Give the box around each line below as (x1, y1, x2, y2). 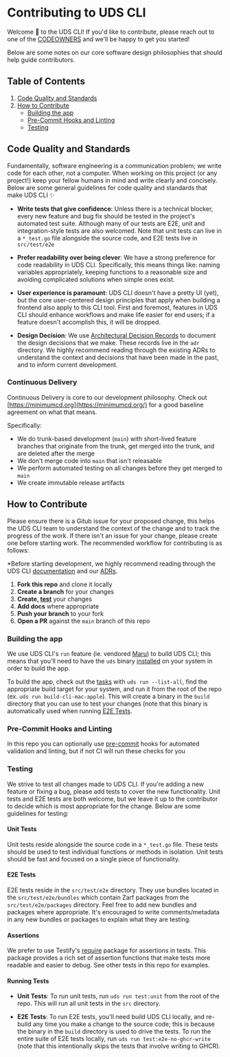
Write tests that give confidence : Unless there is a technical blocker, (16, 205, 214, 213)
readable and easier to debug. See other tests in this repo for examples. (7, 961, 211, 969)
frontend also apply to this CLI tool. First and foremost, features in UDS (16, 303, 218, 311)
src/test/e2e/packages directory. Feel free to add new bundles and (7, 901, 197, 909)
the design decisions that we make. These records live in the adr (16, 338, 200, 347)
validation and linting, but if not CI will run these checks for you (7, 747, 185, 755)
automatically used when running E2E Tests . (7, 706, 133, 715)
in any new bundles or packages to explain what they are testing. (7, 915, 191, 923)
